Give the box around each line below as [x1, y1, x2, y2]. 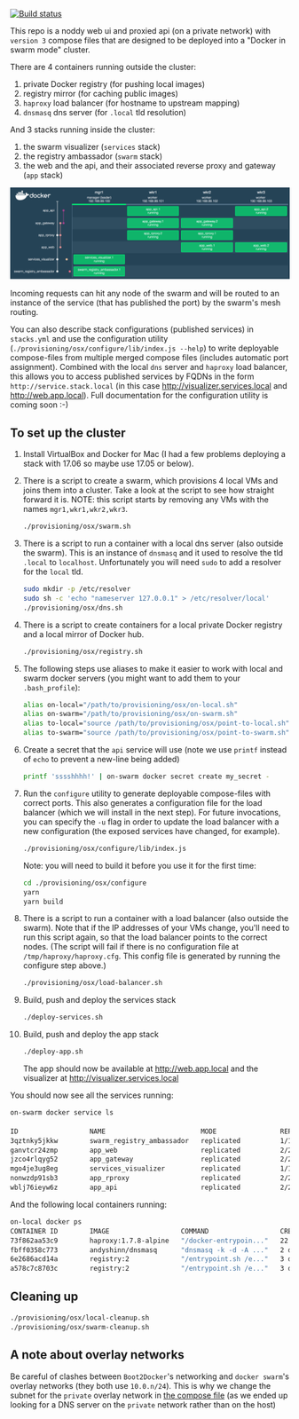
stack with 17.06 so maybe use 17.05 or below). [22, 458, 194, 469]
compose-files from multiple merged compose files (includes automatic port [10, 352, 289, 363]
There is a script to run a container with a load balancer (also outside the [22, 913, 289, 924]
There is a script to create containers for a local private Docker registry [22, 619, 283, 630]
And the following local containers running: [10, 1199, 168, 1210]
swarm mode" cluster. [10, 44, 91, 55]
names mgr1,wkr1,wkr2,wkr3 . [22, 504, 128, 515]
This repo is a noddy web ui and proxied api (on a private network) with [10, 26, 271, 35]
